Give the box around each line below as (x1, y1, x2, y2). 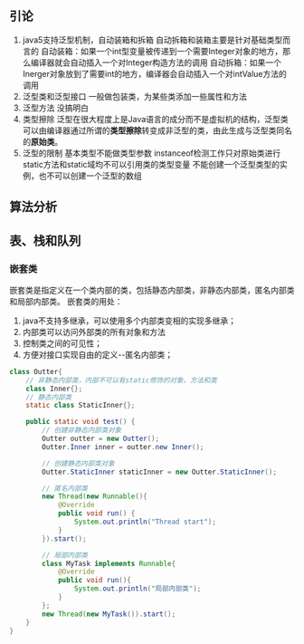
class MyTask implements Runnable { (42, 559, 176, 568)
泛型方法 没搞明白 (22, 102, 89, 113)
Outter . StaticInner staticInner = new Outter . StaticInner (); (42, 467, 278, 476)
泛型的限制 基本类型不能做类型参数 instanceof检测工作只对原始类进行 (22, 148, 281, 159)
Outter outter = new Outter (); (42, 434, 160, 444)
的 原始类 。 (22, 136, 63, 147)
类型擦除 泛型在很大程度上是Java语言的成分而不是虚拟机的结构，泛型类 (22, 113, 290, 124)
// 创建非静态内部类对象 (42, 426, 122, 435)
